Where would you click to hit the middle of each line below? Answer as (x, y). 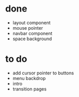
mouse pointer (28, 28)
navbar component (32, 33)
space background (32, 39)
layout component (31, 23)
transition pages (29, 89)
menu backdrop (29, 78)
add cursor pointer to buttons (43, 73)
